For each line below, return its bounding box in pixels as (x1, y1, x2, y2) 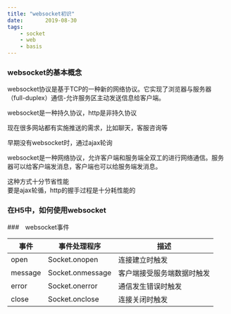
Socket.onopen (48, 254, 99, 264)
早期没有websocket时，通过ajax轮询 (7, 139, 113, 147)
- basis (20, 43, 42, 50)
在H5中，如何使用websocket (7, 206, 107, 215)
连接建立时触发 (118, 255, 168, 265)
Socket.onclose (48, 294, 100, 303)
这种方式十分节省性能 (7, 177, 69, 186)
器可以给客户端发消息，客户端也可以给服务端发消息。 (7, 163, 162, 171)
